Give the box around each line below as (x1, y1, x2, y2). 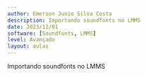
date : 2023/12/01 (7, 23, 59, 30)
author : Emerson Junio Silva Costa (7, 10, 112, 17)
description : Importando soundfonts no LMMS (7, 17, 141, 24)
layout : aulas (7, 43, 49, 50)
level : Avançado (7, 36, 55, 43)
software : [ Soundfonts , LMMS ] (7, 29, 97, 37)
